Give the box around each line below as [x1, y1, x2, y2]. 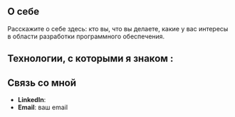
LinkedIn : [17, 96, 46, 104]
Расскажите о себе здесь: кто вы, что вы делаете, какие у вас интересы [7, 24, 229, 33]
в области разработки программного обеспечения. [7, 32, 165, 40]
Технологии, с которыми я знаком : [7, 52, 174, 65]
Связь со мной [7, 77, 77, 89]
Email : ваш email [17, 103, 68, 112]
